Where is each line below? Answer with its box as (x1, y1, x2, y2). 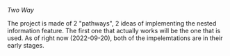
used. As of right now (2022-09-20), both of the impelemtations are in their (7, 34, 223, 42)
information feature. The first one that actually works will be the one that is (7, 27, 221, 35)
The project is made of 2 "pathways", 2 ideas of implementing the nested (7, 19, 217, 27)
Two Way (7, 6, 35, 14)
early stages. (7, 41, 44, 49)
